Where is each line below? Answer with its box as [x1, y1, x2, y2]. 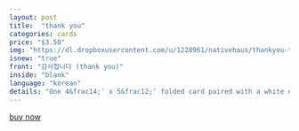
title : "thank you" [9, 21, 86, 30]
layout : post [9, 12, 58, 22]
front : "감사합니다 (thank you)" [9, 63, 125, 72]
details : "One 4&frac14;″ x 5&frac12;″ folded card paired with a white [9, 87, 285, 96]
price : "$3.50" [9, 37, 66, 47]
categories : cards [9, 29, 77, 38]
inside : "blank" [9, 71, 69, 80]
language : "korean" [9, 79, 82, 88]
